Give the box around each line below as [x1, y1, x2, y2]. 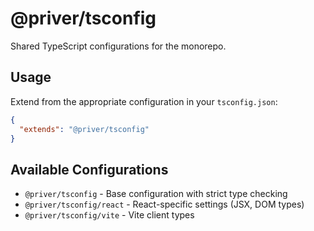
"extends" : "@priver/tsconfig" [19, 124, 150, 134]
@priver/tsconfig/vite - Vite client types [24, 209, 195, 221]
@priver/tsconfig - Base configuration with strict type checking [24, 188, 288, 200]
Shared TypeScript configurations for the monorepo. [10, 40, 227, 52]
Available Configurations [10, 161, 169, 178]
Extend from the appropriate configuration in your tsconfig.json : [10, 95, 278, 107]
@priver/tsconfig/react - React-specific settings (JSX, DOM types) [24, 198, 305, 211]
